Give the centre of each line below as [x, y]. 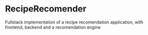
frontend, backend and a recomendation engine [53, 27]
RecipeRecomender [46, 9]
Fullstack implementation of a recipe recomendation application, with [74, 22]
